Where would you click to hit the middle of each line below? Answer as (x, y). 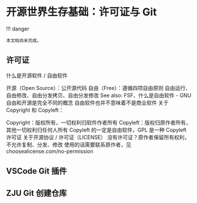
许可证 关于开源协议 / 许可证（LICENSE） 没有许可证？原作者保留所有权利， (98, 137)
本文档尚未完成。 (24, 41)
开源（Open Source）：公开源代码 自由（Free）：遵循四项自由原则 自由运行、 (98, 88)
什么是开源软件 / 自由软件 (37, 75)
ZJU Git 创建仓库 (36, 193)
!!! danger (18, 29)
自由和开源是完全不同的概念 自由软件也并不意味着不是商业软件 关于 (87, 102)
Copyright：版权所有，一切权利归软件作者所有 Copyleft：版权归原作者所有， (98, 122)
